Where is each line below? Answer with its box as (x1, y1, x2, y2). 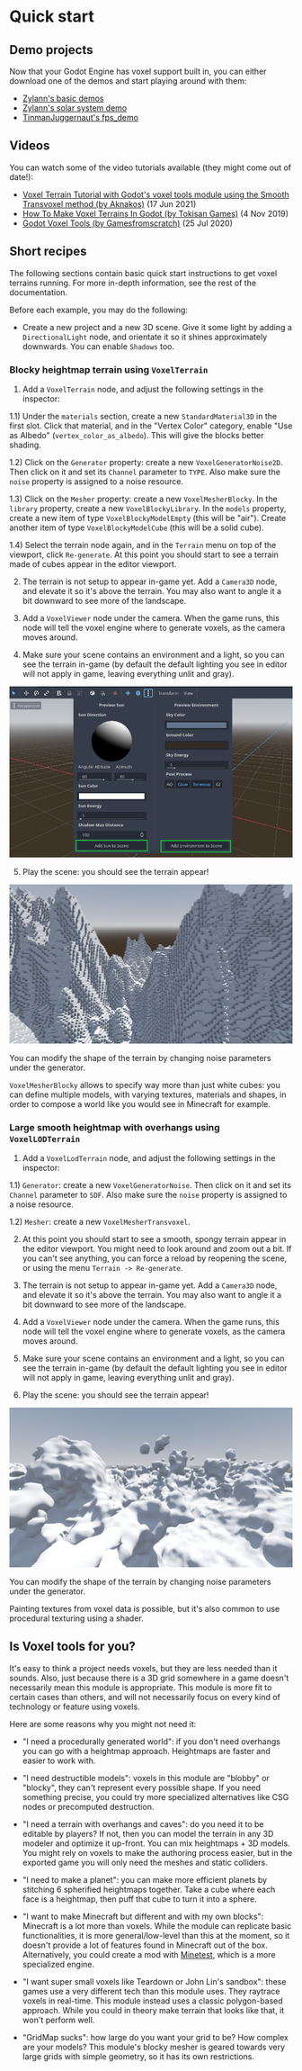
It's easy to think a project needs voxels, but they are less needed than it (9, 1662, 278, 1673)
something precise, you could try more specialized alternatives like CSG (22, 1791, 289, 1802)
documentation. (9, 286, 68, 298)
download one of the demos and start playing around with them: (9, 76, 247, 86)
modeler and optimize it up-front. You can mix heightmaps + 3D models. (22, 1838, 290, 1849)
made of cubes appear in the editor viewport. (9, 558, 177, 569)
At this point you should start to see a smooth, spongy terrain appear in (22, 1234, 287, 1245)
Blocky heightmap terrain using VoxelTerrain (9, 363, 209, 375)
